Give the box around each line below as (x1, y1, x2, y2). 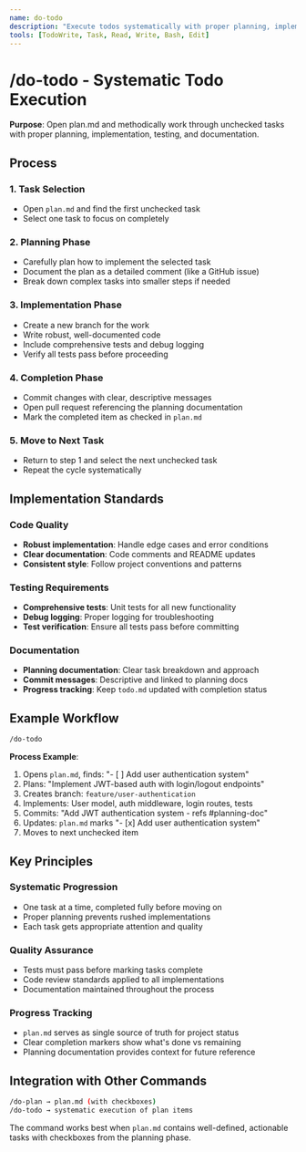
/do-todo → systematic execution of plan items (9, 1105, 194, 1116)
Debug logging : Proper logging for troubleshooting (22, 612, 214, 623)
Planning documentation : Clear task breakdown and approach (22, 665, 260, 676)
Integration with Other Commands (9, 1073, 208, 1088)
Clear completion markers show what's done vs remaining (22, 1037, 241, 1048)
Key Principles (9, 854, 94, 869)
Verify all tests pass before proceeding (22, 348, 168, 359)
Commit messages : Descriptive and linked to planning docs (22, 674, 249, 685)
